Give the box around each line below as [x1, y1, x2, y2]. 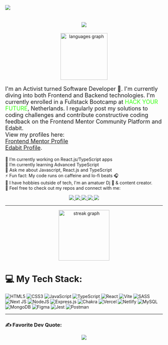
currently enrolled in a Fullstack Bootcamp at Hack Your [5, 98, 158, 105]
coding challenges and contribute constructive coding [5, 111, 148, 118]
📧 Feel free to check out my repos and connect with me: [5, 185, 121, 191]
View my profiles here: [5, 131, 65, 138]
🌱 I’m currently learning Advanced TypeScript [5, 161, 99, 167]
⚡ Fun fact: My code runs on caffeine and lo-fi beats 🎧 [5, 172, 119, 178]
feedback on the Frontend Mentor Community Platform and [5, 118, 162, 125]
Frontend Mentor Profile [5, 137, 68, 145]
